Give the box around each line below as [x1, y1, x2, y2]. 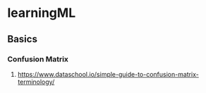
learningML [7, 5, 76, 21]
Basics [7, 33, 37, 45]
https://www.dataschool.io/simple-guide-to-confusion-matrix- [17, 70, 199, 78]
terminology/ [17, 77, 55, 86]
